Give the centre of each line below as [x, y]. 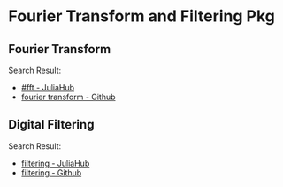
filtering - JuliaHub [55, 163]
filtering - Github [51, 172]
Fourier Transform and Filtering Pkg [142, 16]
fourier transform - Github [68, 97]
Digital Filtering [51, 125]
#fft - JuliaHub [48, 87]
